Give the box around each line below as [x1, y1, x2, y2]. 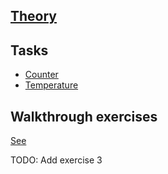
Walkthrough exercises [10, 108, 158, 125]
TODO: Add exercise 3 [10, 154, 103, 166]
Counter [24, 69, 59, 81]
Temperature [24, 79, 79, 91]
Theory [10, 8, 58, 25]
